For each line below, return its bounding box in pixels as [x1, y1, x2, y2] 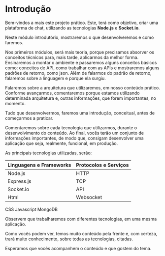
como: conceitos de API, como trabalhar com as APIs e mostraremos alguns [5, 65, 160, 71]
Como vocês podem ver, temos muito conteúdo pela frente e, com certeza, [5, 230, 158, 236]
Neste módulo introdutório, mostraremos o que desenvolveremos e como [5, 34, 154, 40]
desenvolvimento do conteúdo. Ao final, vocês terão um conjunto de [5, 130, 144, 136]
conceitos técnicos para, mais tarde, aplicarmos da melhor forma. [5, 54, 139, 60]
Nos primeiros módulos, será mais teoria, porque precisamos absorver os [5, 49, 154, 55]
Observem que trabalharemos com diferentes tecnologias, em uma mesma [5, 216, 157, 222]
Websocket [76, 194, 102, 200]
